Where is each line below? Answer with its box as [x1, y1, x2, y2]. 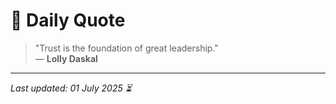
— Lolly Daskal [34, 52, 98, 64]
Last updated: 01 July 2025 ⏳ [10, 82, 132, 94]
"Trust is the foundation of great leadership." [34, 42, 219, 54]
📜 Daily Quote [10, 9, 126, 32]
